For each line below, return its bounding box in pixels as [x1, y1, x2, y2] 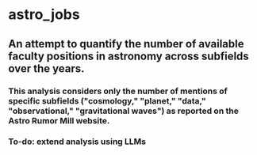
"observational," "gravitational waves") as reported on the [8, 105, 240, 116]
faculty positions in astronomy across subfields [8, 49, 250, 62]
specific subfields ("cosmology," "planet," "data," [8, 95, 206, 106]
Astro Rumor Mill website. [8, 115, 110, 126]
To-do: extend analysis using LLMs [8, 136, 147, 147]
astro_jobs [8, 6, 81, 24]
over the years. [8, 62, 85, 75]
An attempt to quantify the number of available [8, 37, 244, 51]
